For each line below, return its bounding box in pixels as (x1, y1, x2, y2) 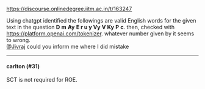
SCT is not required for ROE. (6, 76, 77, 84)
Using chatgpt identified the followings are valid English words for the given (6, 17, 196, 24)
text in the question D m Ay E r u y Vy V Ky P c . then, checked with (6, 24, 175, 30)
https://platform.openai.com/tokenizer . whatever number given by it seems (6, 30, 194, 37)
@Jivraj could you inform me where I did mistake (6, 43, 129, 50)
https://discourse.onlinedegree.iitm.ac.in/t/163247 (6, 5, 132, 12)
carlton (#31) (6, 62, 40, 69)
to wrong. (6, 37, 31, 43)
